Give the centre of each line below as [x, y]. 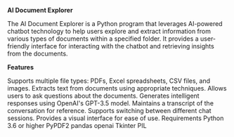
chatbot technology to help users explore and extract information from [109, 31]
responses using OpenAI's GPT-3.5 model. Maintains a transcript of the [111, 103]
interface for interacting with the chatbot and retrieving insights [123, 46]
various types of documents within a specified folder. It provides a [103, 39]
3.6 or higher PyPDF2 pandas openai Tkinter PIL [77, 125]
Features [20, 67]
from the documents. [38, 53]
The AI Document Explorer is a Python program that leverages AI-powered [115, 24]
